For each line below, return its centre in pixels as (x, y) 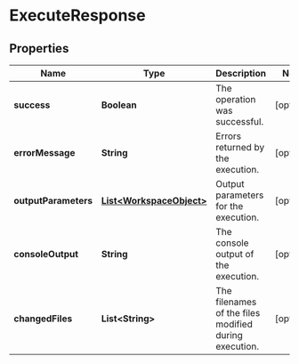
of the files (238, 313)
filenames (236, 302)
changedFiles (43, 319)
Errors (229, 136)
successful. (240, 121)
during (229, 335)
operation (236, 99)
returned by (240, 147)
